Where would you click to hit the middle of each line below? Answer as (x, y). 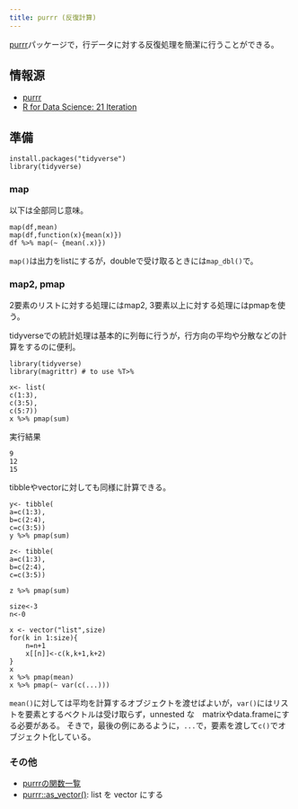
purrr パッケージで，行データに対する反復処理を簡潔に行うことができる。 (144, 44)
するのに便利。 (53, 346)
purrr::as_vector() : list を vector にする (93, 795)
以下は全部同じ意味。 (48, 210)
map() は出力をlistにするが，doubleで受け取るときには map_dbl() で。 (134, 261)
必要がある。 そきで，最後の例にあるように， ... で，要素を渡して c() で (147, 725)
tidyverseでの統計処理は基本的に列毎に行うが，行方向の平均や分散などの (145, 335)
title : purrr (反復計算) (53, 18)
